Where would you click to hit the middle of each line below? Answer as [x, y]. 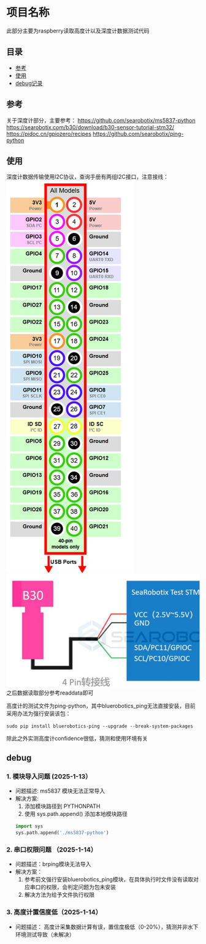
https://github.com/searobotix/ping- [138, 134]
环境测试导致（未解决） [45, 934]
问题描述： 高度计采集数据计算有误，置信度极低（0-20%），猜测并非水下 [107, 927]
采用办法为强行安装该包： [39, 713]
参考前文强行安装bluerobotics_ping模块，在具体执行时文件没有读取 [109, 880]
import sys [29, 826]
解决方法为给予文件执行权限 [59, 895]
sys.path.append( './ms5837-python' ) [62, 833]
